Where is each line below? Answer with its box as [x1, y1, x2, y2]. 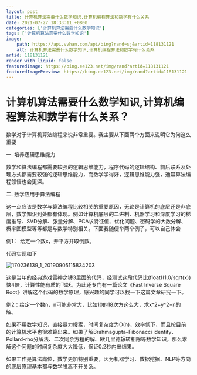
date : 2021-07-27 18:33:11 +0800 [6, 19, 88, 25]
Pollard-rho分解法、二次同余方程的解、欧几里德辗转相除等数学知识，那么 [6, 336, 183, 343]
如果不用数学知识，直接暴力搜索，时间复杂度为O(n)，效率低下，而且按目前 [6, 321, 186, 328]
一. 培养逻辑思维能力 [6, 151, 56, 158]
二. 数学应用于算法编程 [6, 190, 60, 197]
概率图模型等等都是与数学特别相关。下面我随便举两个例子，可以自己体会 [6, 225, 181, 232]
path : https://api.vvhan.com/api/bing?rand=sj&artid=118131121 [16, 42, 175, 48]
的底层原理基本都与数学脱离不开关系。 [6, 363, 98, 370]
